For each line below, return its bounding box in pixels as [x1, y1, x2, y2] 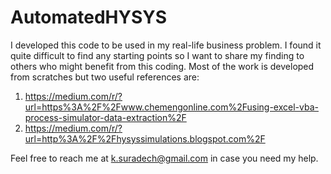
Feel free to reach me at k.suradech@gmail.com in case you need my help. [10, 152, 319, 164]
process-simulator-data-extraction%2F [24, 111, 187, 123]
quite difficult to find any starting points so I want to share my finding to [10, 49, 305, 61]
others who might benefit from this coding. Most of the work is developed [10, 60, 315, 72]
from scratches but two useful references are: [10, 71, 200, 83]
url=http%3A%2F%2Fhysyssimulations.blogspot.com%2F [24, 132, 266, 145]
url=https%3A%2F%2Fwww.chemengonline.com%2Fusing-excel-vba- [24, 101, 319, 113]
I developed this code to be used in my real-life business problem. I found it [10, 39, 322, 51]
